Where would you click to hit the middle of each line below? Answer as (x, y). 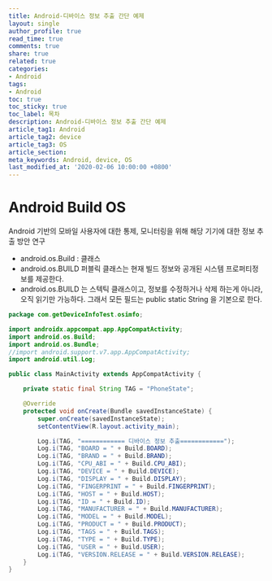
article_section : (38, 152)
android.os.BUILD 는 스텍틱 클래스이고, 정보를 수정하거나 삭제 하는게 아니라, (141, 289)
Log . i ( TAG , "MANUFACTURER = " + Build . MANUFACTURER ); (130, 509)
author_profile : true (45, 31)
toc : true (25, 99)
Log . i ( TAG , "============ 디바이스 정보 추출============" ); (136, 441)
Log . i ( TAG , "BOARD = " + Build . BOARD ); (105, 448)
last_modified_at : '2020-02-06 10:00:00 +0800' (91, 168)
